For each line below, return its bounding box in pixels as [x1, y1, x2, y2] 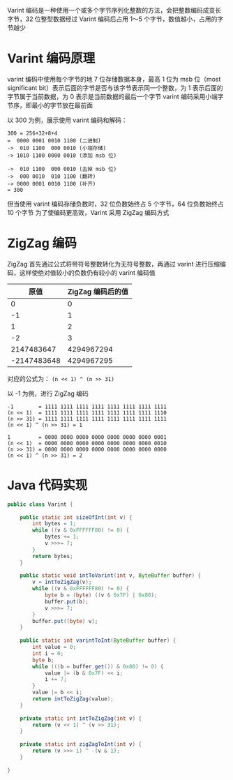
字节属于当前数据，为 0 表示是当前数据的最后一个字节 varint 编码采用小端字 [7, 92, 224, 100]
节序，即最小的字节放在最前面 [7, 100, 93, 110]
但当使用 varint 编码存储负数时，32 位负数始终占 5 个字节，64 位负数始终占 [7, 200, 225, 208]
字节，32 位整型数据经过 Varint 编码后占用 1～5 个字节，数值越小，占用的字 [7, 15, 224, 23]
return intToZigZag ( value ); [32, 696, 114, 703]
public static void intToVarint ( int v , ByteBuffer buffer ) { [20, 572, 202, 579]
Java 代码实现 [7, 477, 88, 493]
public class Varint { [7, 501, 73, 508]
